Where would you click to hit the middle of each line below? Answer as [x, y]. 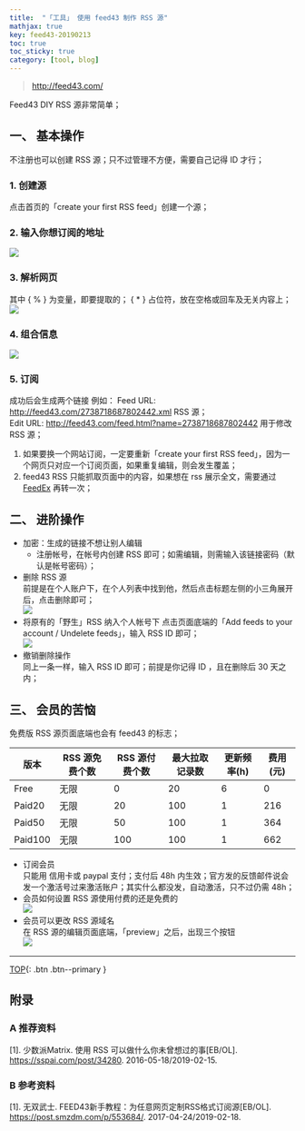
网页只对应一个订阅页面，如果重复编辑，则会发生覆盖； [134, 465]
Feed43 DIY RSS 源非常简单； [65, 104]
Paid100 [32, 839]
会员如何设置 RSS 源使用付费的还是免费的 [100, 898]
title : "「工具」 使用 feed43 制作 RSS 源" [89, 18]
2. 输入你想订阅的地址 [57, 233]
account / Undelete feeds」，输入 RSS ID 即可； [111, 633]
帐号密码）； [74, 566]
